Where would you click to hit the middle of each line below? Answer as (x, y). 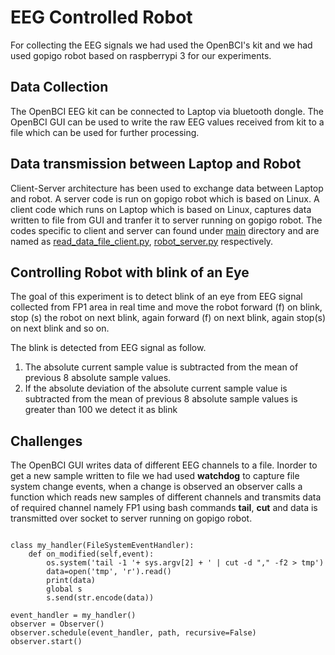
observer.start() (46, 642)
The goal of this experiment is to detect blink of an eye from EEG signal (156, 297)
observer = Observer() (57, 624)
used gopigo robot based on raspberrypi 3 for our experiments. (141, 55)
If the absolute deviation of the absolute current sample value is (156, 388)
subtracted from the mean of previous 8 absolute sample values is (161, 399)
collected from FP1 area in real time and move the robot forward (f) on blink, (166, 307)
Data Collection (59, 87)
